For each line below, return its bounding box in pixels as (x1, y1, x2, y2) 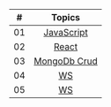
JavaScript (43, 27, 88, 38)
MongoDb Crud (33, 55, 99, 67)
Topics (51, 11, 81, 23)
